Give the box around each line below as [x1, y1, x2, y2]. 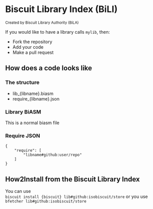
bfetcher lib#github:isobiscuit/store [5, 199, 87, 204]
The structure [5, 79, 40, 86]
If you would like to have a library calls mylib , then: [5, 29, 110, 35]
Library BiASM [5, 108, 41, 115]
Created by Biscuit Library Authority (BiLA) [5, 20, 79, 25]
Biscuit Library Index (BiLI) [5, 4, 118, 15]
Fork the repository [12, 39, 53, 45]
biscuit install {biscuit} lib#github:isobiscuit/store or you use [5, 193, 148, 199]
